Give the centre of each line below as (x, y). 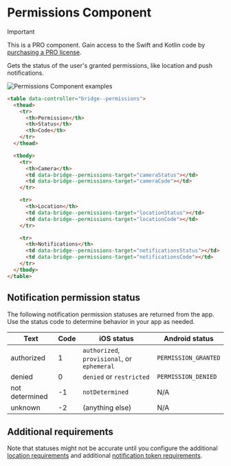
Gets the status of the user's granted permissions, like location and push (110, 65)
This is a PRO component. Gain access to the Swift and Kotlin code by (106, 45)
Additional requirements (60, 431)
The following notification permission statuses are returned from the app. (111, 314)
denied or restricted (116, 377)
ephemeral (98, 366)
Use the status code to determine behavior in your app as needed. (101, 321)
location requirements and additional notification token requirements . (105, 456)
